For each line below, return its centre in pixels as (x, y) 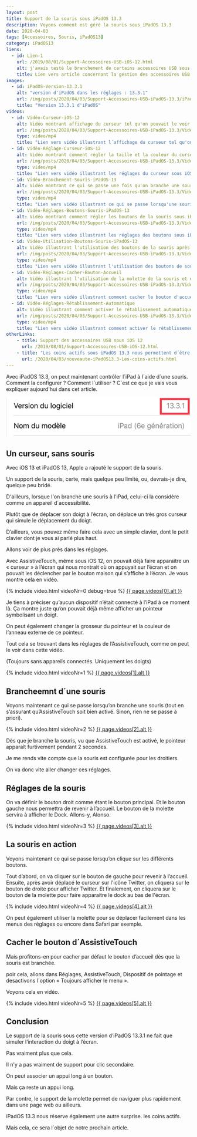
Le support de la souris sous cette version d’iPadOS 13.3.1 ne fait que (89, 1035)
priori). (14, 718)
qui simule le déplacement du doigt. (49, 521)
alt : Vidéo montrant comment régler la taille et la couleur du (97, 155)
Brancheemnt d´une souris (56, 691)
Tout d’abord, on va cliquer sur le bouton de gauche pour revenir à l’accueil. (97, 876)
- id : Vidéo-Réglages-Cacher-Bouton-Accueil (67, 272)
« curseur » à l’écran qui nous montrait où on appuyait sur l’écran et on (91, 567)
